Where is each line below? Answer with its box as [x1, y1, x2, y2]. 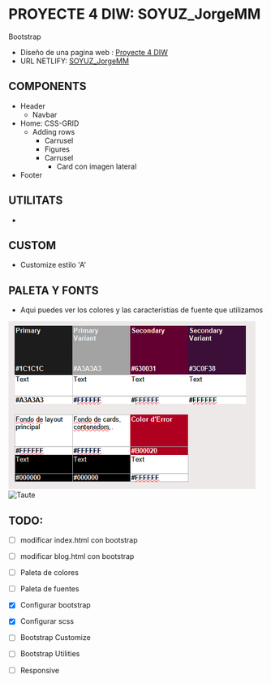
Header [19, 101, 46, 110]
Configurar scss [19, 616, 75, 626]
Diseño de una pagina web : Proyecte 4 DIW [19, 47, 168, 57]
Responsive [19, 665, 59, 675]
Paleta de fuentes [19, 584, 80, 594]
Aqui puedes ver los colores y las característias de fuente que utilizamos [19, 305, 264, 315]
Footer [19, 170, 43, 179]
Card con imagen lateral [56, 161, 137, 171]
